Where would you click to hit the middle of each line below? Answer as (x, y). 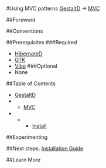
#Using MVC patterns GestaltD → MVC (53, 8)
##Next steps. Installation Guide (45, 148)
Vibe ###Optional (36, 66)
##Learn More (23, 160)
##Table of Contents (31, 83)
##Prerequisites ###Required (42, 42)
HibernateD (28, 54)
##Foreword (21, 20)
